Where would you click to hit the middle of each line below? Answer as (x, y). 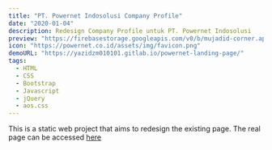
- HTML (27, 69)
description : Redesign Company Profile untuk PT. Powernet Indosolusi (130, 31)
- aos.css (32, 106)
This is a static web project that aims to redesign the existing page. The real (134, 129)
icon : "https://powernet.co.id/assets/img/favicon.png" (104, 46)
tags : (17, 61)
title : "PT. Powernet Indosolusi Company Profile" (96, 16)
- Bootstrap (36, 83)
